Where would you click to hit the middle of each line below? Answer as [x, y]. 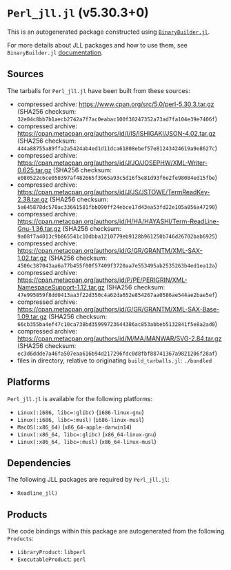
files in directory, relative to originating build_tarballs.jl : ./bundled [114, 360]
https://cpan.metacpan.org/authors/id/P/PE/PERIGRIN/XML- [102, 280]
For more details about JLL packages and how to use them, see [98, 45]
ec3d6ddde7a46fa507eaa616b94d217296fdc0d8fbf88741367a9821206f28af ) [117, 353]
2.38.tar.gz [32, 199]
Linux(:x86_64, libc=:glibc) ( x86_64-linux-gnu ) [87, 434]
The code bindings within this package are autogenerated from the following [116, 531]
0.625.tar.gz [34, 170]
